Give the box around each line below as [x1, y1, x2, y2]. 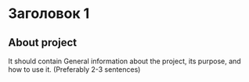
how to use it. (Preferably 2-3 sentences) [8, 65, 141, 74]
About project [8, 36, 77, 49]
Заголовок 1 [8, 5, 90, 23]
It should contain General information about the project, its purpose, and [8, 56, 241, 66]
